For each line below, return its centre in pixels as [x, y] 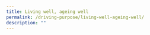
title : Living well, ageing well [47, 12]
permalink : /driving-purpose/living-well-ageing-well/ [75, 17]
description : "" [26, 23]
